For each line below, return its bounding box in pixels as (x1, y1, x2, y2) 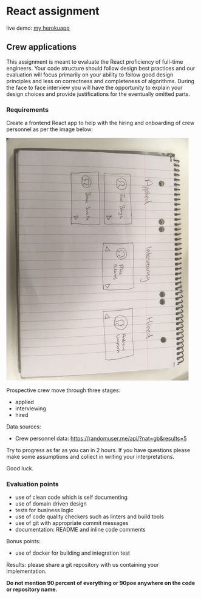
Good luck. (6, 465, 34, 472)
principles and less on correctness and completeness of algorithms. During (6, 77, 195, 84)
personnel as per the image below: (6, 126, 93, 133)
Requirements (6, 105, 49, 113)
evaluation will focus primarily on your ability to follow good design (6, 71, 174, 78)
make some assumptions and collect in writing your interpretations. (6, 453, 175, 461)
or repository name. (6, 586, 58, 593)
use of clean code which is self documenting (15, 493, 128, 501)
